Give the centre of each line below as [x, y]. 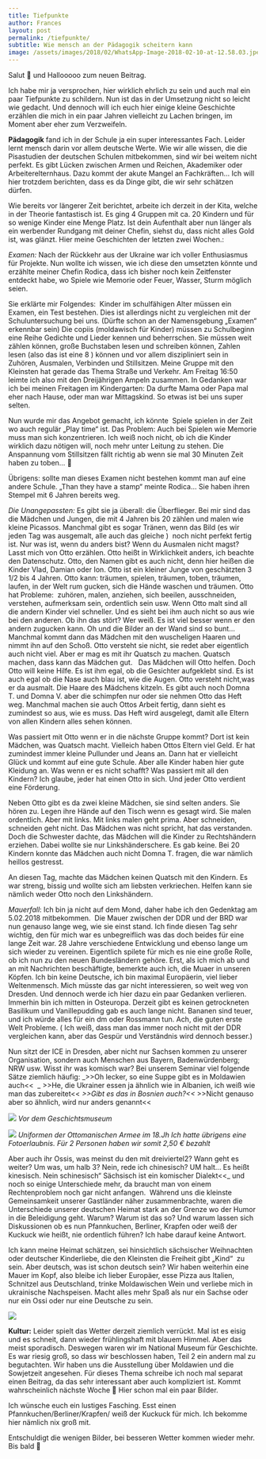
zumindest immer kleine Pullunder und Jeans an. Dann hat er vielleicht [123, 754]
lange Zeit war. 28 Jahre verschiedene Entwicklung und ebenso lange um [128, 943]
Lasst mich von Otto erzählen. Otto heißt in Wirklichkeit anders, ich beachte [131, 552]
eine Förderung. [34, 787]
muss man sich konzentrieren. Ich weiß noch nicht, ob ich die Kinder [120, 437]
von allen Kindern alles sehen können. [70, 721]
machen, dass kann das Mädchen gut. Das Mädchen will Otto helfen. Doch [132, 662]
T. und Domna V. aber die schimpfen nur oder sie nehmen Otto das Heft [125, 696]
